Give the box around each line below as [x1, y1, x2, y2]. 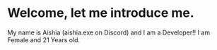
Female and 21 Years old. [7, 35, 80, 44]
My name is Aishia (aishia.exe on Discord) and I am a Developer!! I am [7, 28, 211, 37]
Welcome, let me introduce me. [7, 5, 194, 21]
